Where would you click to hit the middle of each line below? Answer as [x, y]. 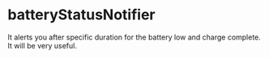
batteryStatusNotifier [81, 15]
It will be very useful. [43, 45]
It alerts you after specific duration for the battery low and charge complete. [134, 37]
